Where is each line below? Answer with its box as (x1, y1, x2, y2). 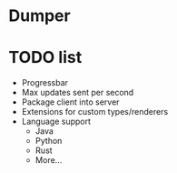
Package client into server (21, 97, 120, 107)
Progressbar (21, 77, 69, 88)
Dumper (8, 5, 71, 26)
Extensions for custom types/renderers (21, 107, 169, 117)
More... (34, 155, 63, 166)
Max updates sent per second (21, 87, 134, 98)
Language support (21, 116, 92, 127)
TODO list (8, 47, 83, 68)
